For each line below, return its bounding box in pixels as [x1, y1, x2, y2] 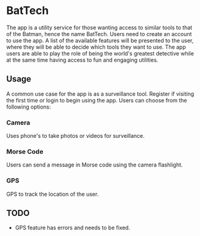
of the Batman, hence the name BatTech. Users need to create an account [6, 30, 192, 37]
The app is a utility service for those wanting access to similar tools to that [6, 24, 193, 31]
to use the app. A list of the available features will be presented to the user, [6, 37, 194, 44]
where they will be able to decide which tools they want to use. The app [6, 43, 187, 51]
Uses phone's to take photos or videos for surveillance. [6, 132, 145, 140]
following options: [6, 103, 51, 110]
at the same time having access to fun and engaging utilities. [6, 56, 159, 63]
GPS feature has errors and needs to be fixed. [15, 224, 131, 232]
